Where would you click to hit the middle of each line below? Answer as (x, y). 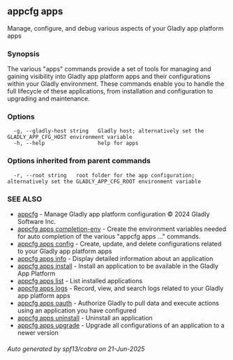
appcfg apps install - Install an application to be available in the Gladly (118, 266)
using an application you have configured (77, 310)
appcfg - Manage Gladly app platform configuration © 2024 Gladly (114, 214)
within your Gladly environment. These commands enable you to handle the (116, 84)
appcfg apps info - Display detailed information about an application (115, 258)
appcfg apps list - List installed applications (80, 281)
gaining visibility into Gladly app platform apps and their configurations (109, 77)
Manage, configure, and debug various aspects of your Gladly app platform (116, 28)
